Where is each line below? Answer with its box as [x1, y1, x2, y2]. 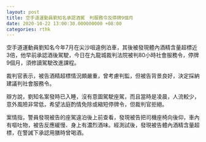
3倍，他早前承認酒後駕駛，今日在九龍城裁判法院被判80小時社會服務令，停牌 [6, 52, 199, 59]
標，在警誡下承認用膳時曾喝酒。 [6, 129, 87, 136]
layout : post [6, 9, 40, 15]
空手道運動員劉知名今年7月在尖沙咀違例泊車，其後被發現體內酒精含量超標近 [6, 44, 197, 51]
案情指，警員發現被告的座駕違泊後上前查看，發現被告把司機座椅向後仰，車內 [6, 114, 200, 121]
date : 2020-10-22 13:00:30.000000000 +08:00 [6, 20, 122, 26]
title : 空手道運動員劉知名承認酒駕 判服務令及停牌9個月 [6, 15, 134, 21]
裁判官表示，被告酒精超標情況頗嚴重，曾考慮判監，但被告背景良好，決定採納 [6, 72, 200, 80]
